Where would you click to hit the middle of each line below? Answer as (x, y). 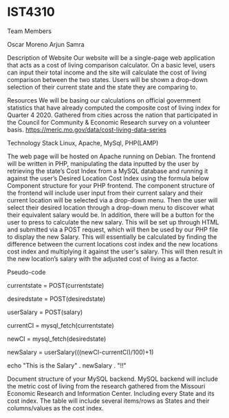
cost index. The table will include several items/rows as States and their (108, 401)
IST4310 (31, 12)
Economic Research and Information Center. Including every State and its (111, 393)
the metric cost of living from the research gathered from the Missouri (106, 386)
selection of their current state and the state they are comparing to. (102, 87)
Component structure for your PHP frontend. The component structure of (111, 185)
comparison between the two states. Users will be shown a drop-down (107, 79)
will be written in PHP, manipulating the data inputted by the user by (103, 163)
